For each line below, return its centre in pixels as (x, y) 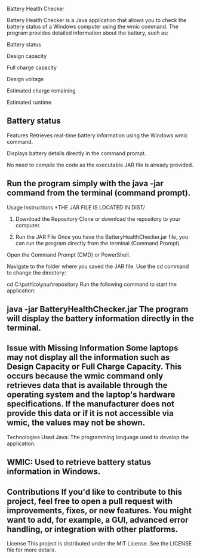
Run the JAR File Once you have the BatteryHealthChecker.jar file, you (102, 237)
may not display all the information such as (88, 357)
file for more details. (31, 550)
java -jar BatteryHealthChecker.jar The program (98, 309)
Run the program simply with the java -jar (85, 184)
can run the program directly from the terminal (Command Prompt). (98, 243)
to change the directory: (36, 272)
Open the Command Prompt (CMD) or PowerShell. (69, 255)
